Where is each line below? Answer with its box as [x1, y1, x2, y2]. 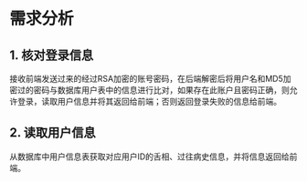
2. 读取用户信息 [9, 125, 96, 141]
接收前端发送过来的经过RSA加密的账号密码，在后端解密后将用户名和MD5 [9, 74, 283, 84]
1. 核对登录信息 [9, 47, 94, 63]
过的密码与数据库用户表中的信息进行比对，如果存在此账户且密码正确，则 [16, 85, 290, 96]
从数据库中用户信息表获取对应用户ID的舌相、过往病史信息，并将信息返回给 [9, 151, 290, 162]
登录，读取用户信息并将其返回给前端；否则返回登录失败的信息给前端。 [16, 96, 281, 106]
